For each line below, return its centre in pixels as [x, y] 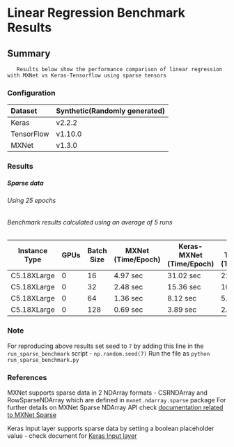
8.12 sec [182, 298]
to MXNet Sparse [32, 415]
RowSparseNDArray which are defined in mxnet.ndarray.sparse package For [117, 400]
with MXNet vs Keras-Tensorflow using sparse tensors [87, 75]
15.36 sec [184, 287]
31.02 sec [184, 275]
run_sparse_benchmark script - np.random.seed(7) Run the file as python [109, 353]
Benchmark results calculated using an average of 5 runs [90, 222]
